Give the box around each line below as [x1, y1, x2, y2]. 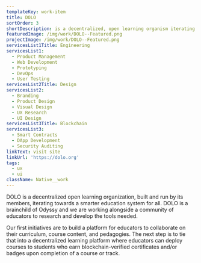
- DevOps [11, 70, 34, 76]
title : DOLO [6, 14, 36, 20]
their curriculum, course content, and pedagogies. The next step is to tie [6, 230, 186, 238]
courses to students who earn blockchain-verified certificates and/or [6, 243, 178, 250]
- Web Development [11, 59, 58, 65]
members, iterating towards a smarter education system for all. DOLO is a [6, 199, 188, 206]
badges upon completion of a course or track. [6, 249, 120, 256]
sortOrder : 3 [6, 20, 39, 26]
